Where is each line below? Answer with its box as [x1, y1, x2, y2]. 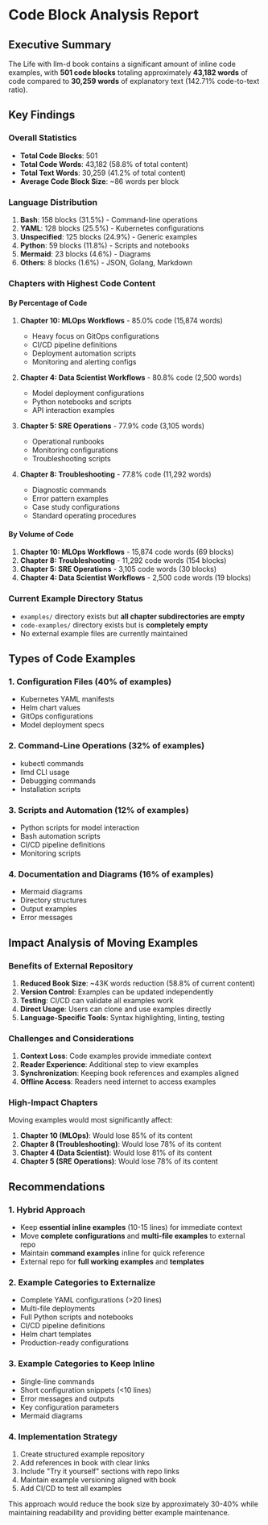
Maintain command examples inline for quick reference [19, 1248, 205, 1258]
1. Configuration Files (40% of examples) [8, 676, 171, 687]
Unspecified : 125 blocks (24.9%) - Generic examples [19, 231, 197, 241]
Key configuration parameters [19, 1402, 119, 1412]
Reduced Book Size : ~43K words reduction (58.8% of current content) [19, 978, 256, 988]
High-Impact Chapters [8, 1097, 98, 1108]
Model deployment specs [19, 720, 105, 730]
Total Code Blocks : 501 [19, 151, 98, 160]
